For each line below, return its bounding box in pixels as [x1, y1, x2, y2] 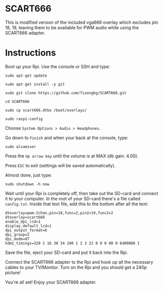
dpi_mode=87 [5, 236, 30, 242]
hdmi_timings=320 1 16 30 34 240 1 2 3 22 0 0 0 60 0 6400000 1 [5, 241, 140, 245]
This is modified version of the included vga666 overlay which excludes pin [5, 19, 159, 25]
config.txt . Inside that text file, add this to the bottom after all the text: [5, 201, 149, 207]
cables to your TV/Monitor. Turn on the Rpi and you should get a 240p [5, 264, 147, 270]
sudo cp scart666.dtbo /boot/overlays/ [5, 107, 87, 113]
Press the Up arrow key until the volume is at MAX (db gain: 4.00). [5, 153, 139, 159]
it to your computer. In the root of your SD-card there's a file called [5, 195, 140, 201]
